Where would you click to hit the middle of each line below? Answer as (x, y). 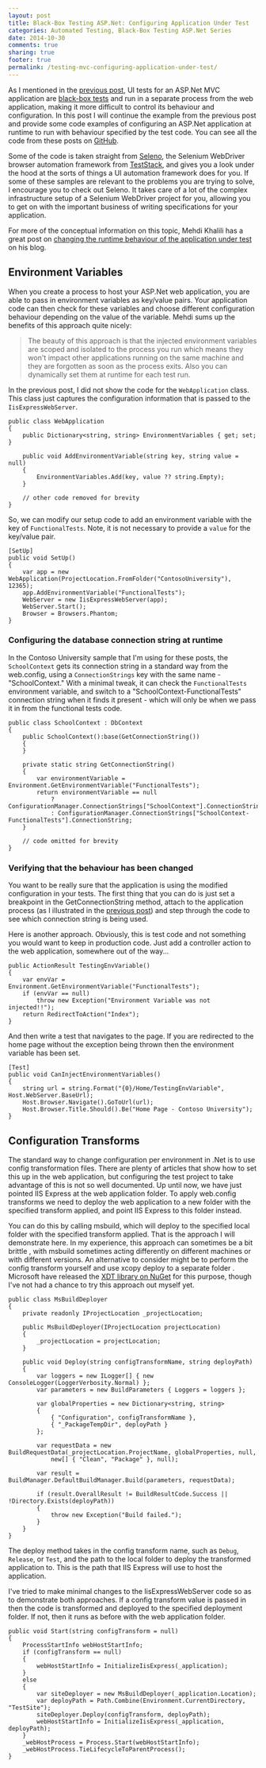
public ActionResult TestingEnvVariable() (79, 966)
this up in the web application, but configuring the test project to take (121, 1176)
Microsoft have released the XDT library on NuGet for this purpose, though (130, 1276)
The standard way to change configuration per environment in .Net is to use (132, 1159)
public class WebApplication (56, 421)
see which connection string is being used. (78, 919)
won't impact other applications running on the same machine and (135, 358)
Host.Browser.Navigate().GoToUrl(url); (88, 1103)
